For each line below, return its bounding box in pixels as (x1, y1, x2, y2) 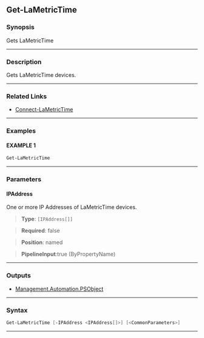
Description (6, 58, 42, 66)
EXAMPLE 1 (6, 142, 36, 149)
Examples (6, 127, 36, 135)
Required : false (21, 227, 60, 234)
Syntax (6, 306, 28, 314)
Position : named (21, 239, 63, 246)
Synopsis (6, 23, 35, 31)
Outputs (6, 271, 32, 280)
